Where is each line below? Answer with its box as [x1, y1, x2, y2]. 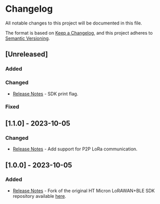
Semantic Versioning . [5, 35, 50, 41]
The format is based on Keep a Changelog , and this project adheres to [5, 30, 153, 36]
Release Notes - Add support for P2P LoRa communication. [12, 146, 138, 152]
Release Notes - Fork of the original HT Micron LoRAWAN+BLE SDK [12, 187, 155, 194]
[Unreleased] [5, 50, 48, 59]
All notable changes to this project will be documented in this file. [5, 20, 143, 26]
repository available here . [12, 193, 66, 199]
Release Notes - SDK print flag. [12, 90, 78, 97]
